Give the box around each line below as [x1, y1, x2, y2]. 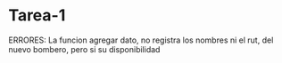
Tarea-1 [8, 5, 66, 26]
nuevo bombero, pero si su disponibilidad [8, 43, 161, 54]
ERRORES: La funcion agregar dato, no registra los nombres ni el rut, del [8, 35, 274, 45]
